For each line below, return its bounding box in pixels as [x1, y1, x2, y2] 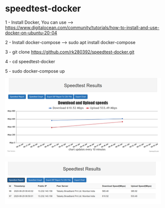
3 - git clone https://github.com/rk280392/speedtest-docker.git [5, 49, 134, 55]
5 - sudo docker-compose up [5, 68, 65, 74]
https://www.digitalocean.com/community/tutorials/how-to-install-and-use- [5, 24, 160, 30]
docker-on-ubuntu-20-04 [5, 30, 58, 36]
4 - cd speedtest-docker [5, 58, 55, 64]
